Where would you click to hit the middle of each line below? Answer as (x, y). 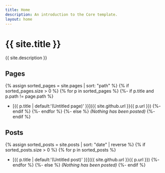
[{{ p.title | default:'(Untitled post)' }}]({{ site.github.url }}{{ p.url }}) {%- (86, 159)
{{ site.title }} (33, 44)
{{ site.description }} (26, 58)
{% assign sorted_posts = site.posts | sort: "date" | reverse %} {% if (75, 144)
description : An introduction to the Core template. (61, 15)
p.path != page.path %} (29, 96)
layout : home (19, 19)
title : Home (18, 10)
